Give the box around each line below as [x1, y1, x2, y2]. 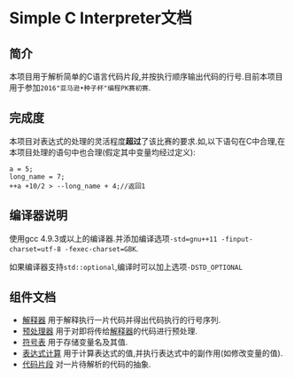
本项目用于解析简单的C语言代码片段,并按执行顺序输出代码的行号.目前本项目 [9, 72, 283, 81]
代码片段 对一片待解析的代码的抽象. [21, 359, 151, 370]
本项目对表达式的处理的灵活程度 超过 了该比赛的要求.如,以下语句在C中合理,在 [9, 135, 286, 146]
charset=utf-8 [9, 244, 62, 253]
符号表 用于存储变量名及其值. [21, 337, 128, 348]
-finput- [220, 235, 254, 243]
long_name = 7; [9, 172, 66, 181]
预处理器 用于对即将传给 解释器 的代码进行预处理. [21, 326, 197, 336]
